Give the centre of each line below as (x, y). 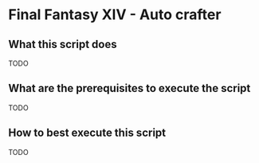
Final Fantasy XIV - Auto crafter (115, 15)
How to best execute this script (87, 133)
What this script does (63, 44)
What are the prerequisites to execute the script (129, 88)
